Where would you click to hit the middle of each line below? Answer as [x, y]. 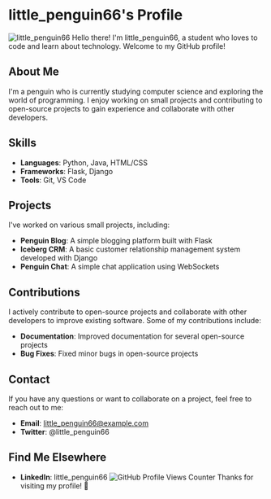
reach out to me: [36, 407]
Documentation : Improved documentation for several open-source [132, 336]
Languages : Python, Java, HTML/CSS [84, 162]
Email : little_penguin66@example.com [84, 423]
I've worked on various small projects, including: [89, 225]
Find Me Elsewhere [58, 457]
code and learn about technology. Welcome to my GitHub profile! [117, 46]
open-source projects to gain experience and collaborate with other [122, 108]
